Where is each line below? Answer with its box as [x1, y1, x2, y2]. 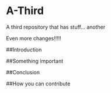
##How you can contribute [6, 80, 71, 87]
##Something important [6, 57, 64, 64]
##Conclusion [6, 68, 40, 75]
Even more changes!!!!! [6, 35, 61, 42]
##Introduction [6, 46, 42, 53]
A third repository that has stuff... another [6, 23, 106, 30]
